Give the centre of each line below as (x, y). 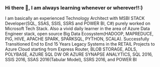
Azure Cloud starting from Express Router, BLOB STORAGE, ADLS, (71, 49)
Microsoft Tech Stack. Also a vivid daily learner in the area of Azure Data (78, 29)
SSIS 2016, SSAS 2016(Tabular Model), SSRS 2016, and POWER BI (71, 60)
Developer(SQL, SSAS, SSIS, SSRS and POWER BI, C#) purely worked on (78, 23)
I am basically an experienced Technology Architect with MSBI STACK (75, 18)
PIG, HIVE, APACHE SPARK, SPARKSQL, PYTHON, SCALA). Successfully (77, 39)
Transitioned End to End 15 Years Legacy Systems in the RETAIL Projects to (80, 44)
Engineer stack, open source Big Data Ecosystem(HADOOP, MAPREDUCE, (79, 34)
